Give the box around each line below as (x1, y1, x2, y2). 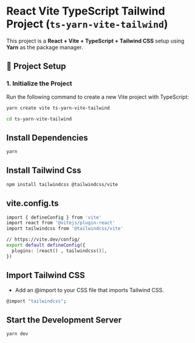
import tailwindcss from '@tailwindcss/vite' (6, 225, 123, 231)
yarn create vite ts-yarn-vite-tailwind (6, 105, 111, 111)
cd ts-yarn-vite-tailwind (6, 116, 72, 122)
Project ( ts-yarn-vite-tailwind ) (6, 17, 168, 31)
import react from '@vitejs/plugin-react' (6, 220, 115, 226)
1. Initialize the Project (6, 79, 73, 88)
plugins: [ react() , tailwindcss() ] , (12, 247, 108, 254)
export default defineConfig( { (6, 242, 86, 248)
